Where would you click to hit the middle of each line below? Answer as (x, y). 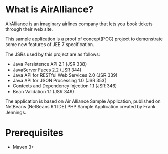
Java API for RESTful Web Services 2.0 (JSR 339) (65, 75)
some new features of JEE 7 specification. (50, 44)
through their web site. (29, 29)
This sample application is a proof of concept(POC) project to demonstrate (84, 39)
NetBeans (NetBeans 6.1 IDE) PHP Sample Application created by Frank (80, 106)
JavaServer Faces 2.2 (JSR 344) (47, 70)
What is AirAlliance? (49, 9)
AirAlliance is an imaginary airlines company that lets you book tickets (79, 24)
